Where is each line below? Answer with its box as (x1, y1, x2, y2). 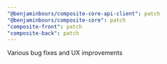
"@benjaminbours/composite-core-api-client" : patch (7, 10, 160, 17)
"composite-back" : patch (7, 29, 79, 37)
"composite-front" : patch (7, 23, 82, 30)
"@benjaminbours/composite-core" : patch (7, 17, 127, 24)
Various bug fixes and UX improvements (7, 49, 123, 57)
